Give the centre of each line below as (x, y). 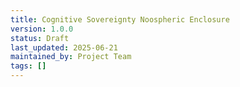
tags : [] (28, 66)
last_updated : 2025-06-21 (64, 47)
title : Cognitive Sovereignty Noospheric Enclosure (120, 19)
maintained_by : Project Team (71, 57)
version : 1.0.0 (42, 29)
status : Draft (40, 38)
